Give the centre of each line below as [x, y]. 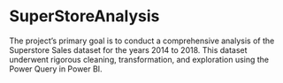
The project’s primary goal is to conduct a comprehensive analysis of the [142, 41]
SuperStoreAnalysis [84, 16]
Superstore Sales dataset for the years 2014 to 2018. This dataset [128, 49]
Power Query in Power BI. [56, 69]
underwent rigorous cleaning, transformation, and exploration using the [139, 59]
